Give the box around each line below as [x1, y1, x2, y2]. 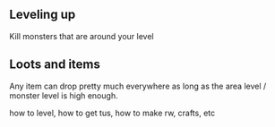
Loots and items [9, 57, 100, 72]
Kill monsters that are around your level [9, 30, 154, 41]
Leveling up [9, 7, 76, 22]
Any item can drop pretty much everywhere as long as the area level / [9, 80, 267, 91]
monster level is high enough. [9, 89, 118, 101]
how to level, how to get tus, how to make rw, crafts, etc [9, 107, 216, 118]
